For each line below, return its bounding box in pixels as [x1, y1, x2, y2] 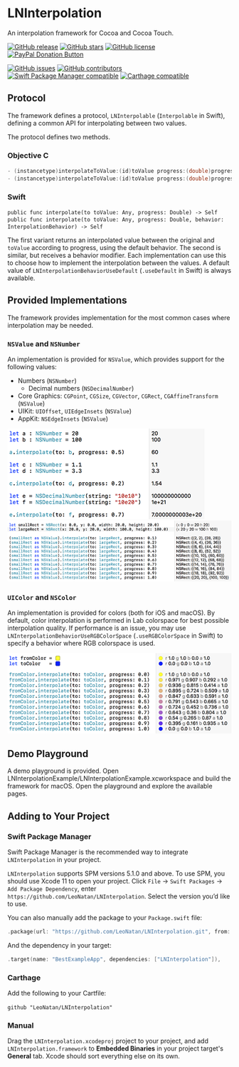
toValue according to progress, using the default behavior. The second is [7, 244, 221, 252]
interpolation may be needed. [7, 321, 94, 329]
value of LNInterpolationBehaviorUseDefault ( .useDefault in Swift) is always [7, 266, 232, 275]
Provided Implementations [7, 294, 127, 306]
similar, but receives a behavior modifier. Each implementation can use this [7, 251, 226, 260]
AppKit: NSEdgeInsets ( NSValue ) [17, 414, 109, 423]
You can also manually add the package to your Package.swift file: [7, 913, 203, 922]
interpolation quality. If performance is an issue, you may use [7, 623, 186, 633]
